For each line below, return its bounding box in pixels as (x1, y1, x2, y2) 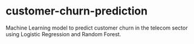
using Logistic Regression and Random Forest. (5, 30, 121, 37)
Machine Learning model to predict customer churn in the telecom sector (5, 24, 188, 31)
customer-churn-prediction (5, 4, 148, 18)
